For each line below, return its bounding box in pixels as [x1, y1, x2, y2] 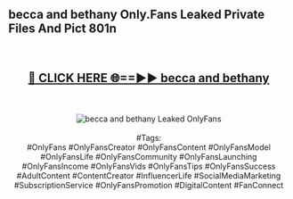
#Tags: [135, 132, 162, 143]
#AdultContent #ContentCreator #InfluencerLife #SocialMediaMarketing [16, 170, 281, 181]
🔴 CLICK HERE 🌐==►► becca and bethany [28, 70, 270, 86]
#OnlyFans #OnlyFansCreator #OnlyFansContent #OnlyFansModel [27, 142, 271, 153]
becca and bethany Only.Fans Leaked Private [8, 7, 265, 22]
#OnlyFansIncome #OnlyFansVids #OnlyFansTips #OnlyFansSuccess [21, 161, 276, 171]
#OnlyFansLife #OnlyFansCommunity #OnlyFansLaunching [40, 151, 257, 162]
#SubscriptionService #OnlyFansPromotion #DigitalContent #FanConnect [13, 179, 284, 190]
